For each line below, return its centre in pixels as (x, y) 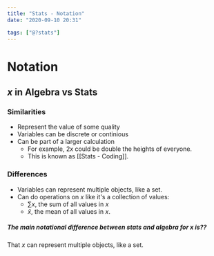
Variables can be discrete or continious (73, 134)
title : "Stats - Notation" (46, 13)
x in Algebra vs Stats (52, 92)
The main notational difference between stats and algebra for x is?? (107, 227)
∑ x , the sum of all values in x (68, 204)
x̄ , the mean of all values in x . (69, 211)
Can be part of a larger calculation (66, 142)
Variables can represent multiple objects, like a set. (89, 189)
